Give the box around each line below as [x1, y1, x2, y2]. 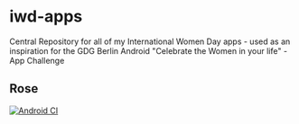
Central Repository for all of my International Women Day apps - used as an [9, 36, 291, 47]
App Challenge [9, 55, 65, 66]
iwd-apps [9, 6, 83, 27]
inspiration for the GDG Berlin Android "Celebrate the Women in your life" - [9, 45, 287, 56]
